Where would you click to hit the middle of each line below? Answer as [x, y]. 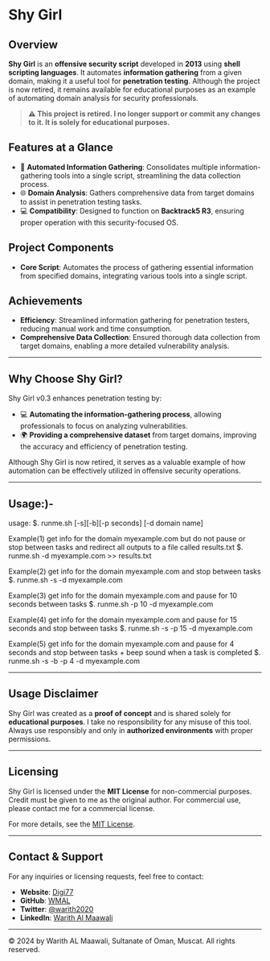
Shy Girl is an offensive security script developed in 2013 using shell [125, 64]
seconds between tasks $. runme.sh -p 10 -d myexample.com [111, 604]
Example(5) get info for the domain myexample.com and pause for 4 [121, 644]
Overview [33, 45]
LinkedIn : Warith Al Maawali [66, 918]
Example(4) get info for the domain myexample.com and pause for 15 [123, 620]
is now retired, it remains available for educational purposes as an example [132, 89]
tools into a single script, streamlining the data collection [147, 176]
